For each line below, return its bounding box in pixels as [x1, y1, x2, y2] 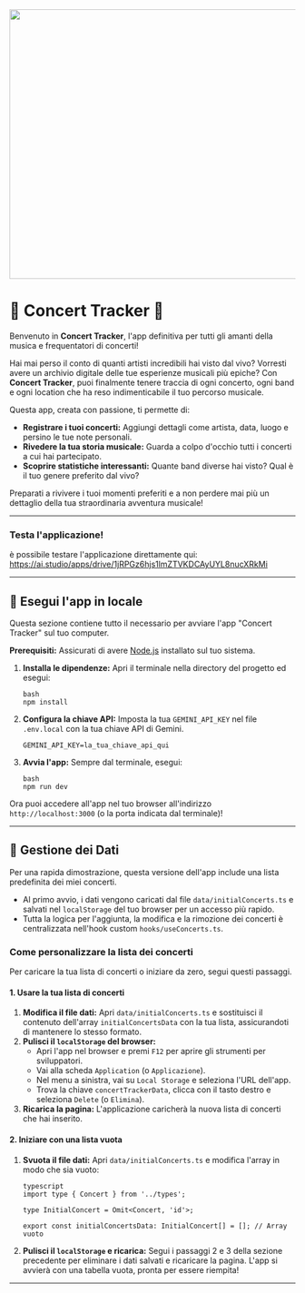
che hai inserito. [22, 1113, 84, 1124]
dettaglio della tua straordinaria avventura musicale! [9, 497, 204, 508]
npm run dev [22, 783, 68, 792]
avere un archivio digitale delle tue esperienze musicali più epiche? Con [9, 367, 278, 378]
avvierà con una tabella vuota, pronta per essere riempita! [22, 1264, 240, 1275]
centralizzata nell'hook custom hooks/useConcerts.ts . [22, 923, 224, 933]
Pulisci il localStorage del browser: [22, 1036, 156, 1047]
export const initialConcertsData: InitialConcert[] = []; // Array [22, 1221, 288, 1230]
